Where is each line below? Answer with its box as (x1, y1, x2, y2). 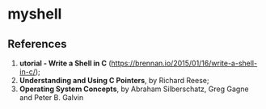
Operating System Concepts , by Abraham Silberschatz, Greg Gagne (19, 84, 249, 94)
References (7, 37, 67, 51)
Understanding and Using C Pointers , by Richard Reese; (19, 76, 209, 85)
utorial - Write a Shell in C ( (19, 58, 112, 68)
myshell (7, 5, 62, 23)
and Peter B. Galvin (19, 93, 84, 102)
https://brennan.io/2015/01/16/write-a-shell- (111, 58, 258, 68)
